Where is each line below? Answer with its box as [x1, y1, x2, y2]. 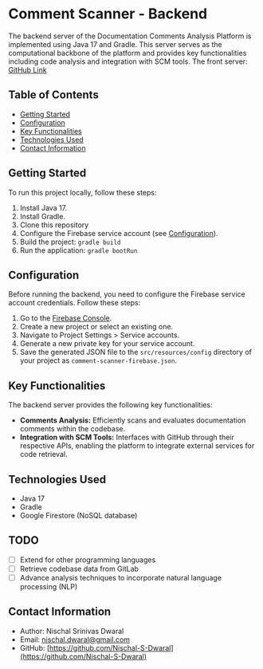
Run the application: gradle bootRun [19, 245, 138, 255]
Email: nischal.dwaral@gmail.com [19, 635, 130, 644]
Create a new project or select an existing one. [19, 322, 174, 332]
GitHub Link [8, 65, 47, 74]
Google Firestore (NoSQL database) [19, 511, 138, 520]
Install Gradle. [19, 211, 66, 221]
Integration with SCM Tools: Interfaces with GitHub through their [19, 432, 234, 443]
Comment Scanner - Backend [8, 5, 208, 23]
